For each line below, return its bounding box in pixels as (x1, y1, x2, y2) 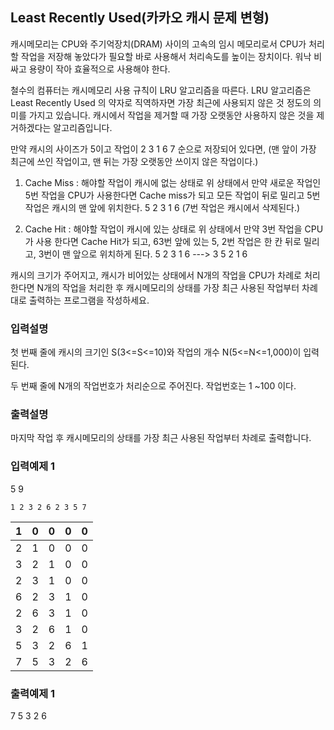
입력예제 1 (10, 459, 56, 473)
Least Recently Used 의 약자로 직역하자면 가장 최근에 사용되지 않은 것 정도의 (10, 96, 312, 108)
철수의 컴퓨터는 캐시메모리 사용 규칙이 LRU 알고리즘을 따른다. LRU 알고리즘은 (10, 84, 312, 96)
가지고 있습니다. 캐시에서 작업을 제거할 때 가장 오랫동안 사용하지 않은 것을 (28, 109, 315, 121)
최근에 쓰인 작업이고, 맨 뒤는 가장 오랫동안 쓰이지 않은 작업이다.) (10, 155, 259, 167)
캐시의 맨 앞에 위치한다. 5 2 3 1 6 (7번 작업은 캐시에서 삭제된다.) (51, 201, 301, 213)
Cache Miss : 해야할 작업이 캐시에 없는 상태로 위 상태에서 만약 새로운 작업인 (24, 176, 322, 188)
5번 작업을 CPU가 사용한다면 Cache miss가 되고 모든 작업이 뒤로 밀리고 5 (24, 189, 313, 201)
